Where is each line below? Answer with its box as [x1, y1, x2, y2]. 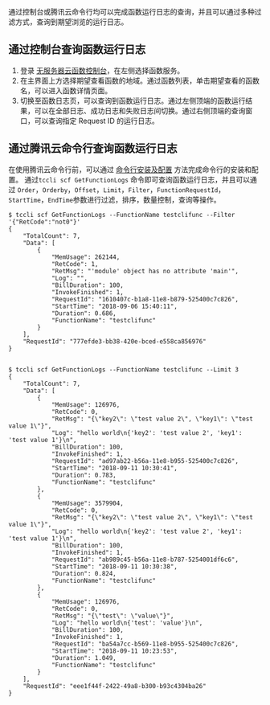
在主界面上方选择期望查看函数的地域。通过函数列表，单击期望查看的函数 [19, 76, 260, 85]
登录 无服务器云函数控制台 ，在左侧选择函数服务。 [19, 65, 185, 75]
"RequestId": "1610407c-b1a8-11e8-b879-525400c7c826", [51, 295, 239, 303]
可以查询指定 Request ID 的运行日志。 [34, 116, 159, 125]
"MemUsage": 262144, [51, 252, 121, 261]
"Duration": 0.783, [51, 471, 117, 479]
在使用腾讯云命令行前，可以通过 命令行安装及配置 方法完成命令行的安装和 [8, 164, 252, 174]
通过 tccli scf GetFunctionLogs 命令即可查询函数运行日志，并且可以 [23, 174, 251, 184]
